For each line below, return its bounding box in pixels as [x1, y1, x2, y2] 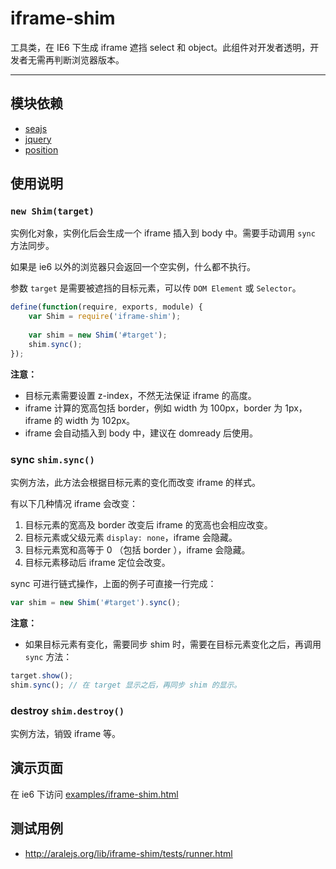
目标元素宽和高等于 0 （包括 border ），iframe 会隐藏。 [24, 543, 251, 556]
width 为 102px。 [64, 414, 136, 426]
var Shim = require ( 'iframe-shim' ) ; [28, 312, 182, 322]
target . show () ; [10, 670, 74, 681]
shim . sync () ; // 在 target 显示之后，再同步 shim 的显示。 [10, 680, 242, 690]
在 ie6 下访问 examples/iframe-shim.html [10, 788, 179, 800]
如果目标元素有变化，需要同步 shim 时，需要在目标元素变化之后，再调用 [24, 638, 322, 650]
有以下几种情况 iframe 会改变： [10, 497, 139, 509]
